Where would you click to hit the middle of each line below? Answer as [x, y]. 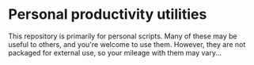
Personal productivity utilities [108, 14]
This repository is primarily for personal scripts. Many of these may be [123, 36]
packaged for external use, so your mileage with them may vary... [115, 52]
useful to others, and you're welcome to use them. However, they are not [127, 44]
